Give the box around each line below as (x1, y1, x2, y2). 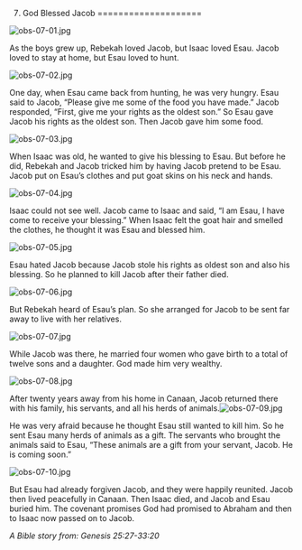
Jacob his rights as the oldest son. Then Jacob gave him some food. (9, 117, 264, 126)
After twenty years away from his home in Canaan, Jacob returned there (9, 393, 279, 404)
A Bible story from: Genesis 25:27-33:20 (9, 530, 160, 541)
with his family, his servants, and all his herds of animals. (9, 403, 221, 414)
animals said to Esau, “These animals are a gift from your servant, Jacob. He (9, 440, 293, 450)
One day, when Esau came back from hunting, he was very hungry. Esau (9, 88, 279, 98)
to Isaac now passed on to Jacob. (9, 513, 135, 523)
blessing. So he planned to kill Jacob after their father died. (9, 269, 229, 279)
